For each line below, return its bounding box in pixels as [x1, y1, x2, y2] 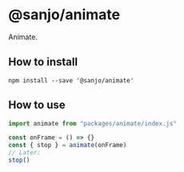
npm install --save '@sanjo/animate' [8, 76, 134, 85]
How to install [8, 55, 78, 69]
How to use [8, 98, 66, 112]
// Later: [8, 149, 42, 157]
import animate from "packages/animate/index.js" [8, 119, 178, 127]
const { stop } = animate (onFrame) [8, 142, 127, 150]
